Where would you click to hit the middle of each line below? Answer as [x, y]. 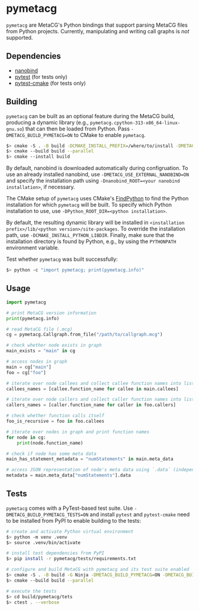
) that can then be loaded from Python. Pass [76, 129]
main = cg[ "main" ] [29, 367]
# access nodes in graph [37, 362]
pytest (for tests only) [41, 76]
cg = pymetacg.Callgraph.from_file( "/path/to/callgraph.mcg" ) [84, 335]
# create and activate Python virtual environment [70, 531]
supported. [20, 37]
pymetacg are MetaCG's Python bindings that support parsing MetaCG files [97, 25]
